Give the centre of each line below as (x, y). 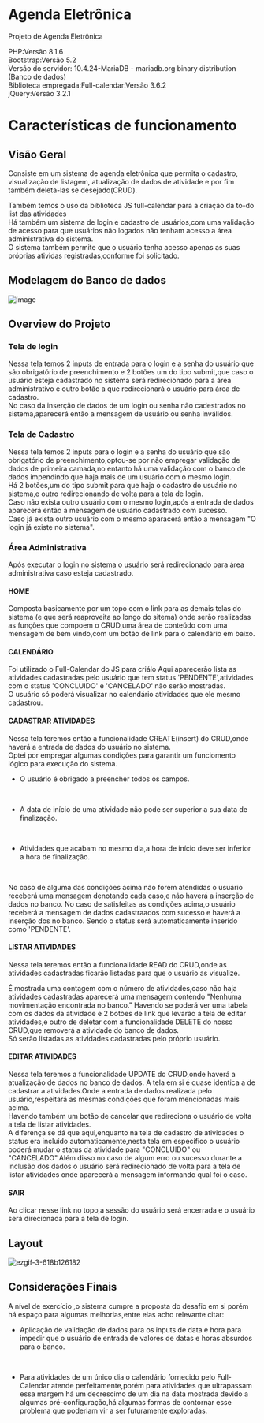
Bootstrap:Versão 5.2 (42, 60)
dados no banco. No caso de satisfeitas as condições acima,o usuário (122, 903)
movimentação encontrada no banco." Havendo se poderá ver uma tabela (128, 1005)
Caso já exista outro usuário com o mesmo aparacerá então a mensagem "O (132, 519)
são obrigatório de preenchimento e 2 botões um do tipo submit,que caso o (131, 372)
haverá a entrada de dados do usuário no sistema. (89, 747)
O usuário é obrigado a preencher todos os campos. (104, 779)
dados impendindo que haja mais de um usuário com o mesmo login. (120, 477)
